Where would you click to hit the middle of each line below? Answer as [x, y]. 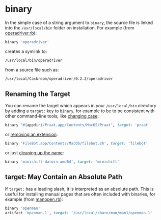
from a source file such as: [32, 70]
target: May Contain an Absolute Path [64, 177]
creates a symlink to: [26, 51]
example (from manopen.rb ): [34, 199]
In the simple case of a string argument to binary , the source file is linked [79, 23]
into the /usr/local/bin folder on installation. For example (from [70, 27]
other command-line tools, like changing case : [52, 116]
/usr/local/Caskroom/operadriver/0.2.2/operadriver [59, 79]
